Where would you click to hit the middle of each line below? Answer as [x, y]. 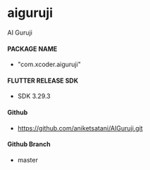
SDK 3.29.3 [34, 96]
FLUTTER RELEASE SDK [43, 80]
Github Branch [29, 144]
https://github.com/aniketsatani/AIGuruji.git [80, 128]
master [28, 159]
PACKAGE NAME [32, 49]
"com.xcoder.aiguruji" [49, 64]
